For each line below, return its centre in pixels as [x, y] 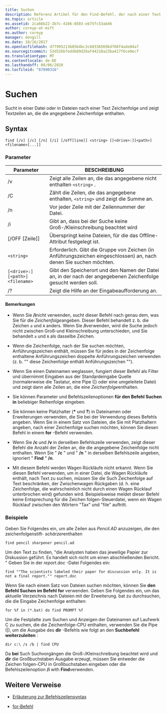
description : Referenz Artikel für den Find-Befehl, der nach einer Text [83, 14]
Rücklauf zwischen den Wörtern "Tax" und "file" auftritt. [70, 505]
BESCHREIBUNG [104, 170]
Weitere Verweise [33, 685]
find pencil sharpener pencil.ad [40, 543]
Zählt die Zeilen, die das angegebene [92, 193]
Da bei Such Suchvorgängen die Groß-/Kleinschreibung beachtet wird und [82, 653]
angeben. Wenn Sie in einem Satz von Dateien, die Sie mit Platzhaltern [84, 422]
